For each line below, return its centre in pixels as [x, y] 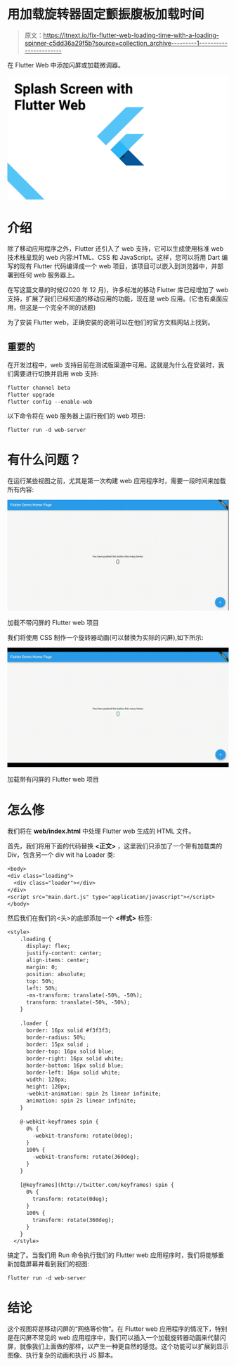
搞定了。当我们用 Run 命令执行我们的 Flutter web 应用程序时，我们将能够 [113, 1255]
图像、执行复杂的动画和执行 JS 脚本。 [62, 1355]
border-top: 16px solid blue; [70, 1051]
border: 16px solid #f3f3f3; [68, 1030]
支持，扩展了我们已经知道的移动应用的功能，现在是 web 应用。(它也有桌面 [115, 298]
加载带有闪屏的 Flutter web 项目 [53, 779]
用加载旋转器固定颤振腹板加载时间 [106, 14]
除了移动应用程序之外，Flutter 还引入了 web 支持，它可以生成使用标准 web [116, 249]
